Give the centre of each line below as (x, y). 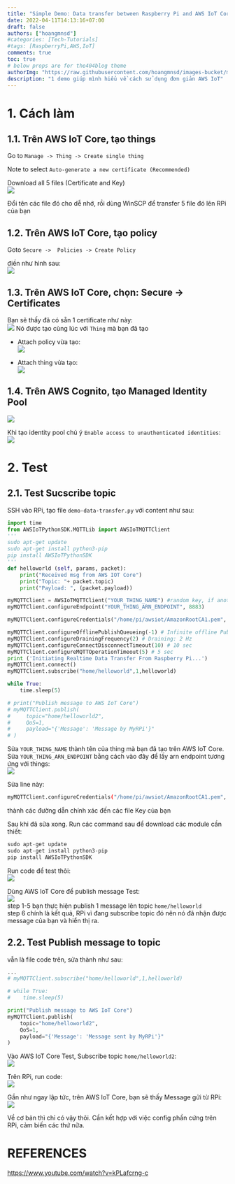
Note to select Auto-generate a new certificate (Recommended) (99, 169)
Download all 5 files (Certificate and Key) (66, 183)
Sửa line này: (26, 785)
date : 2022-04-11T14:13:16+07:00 (56, 20)
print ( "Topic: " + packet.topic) (67, 581)
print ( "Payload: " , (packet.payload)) (76, 588)
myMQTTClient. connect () (42, 665)
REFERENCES (47, 1154)
